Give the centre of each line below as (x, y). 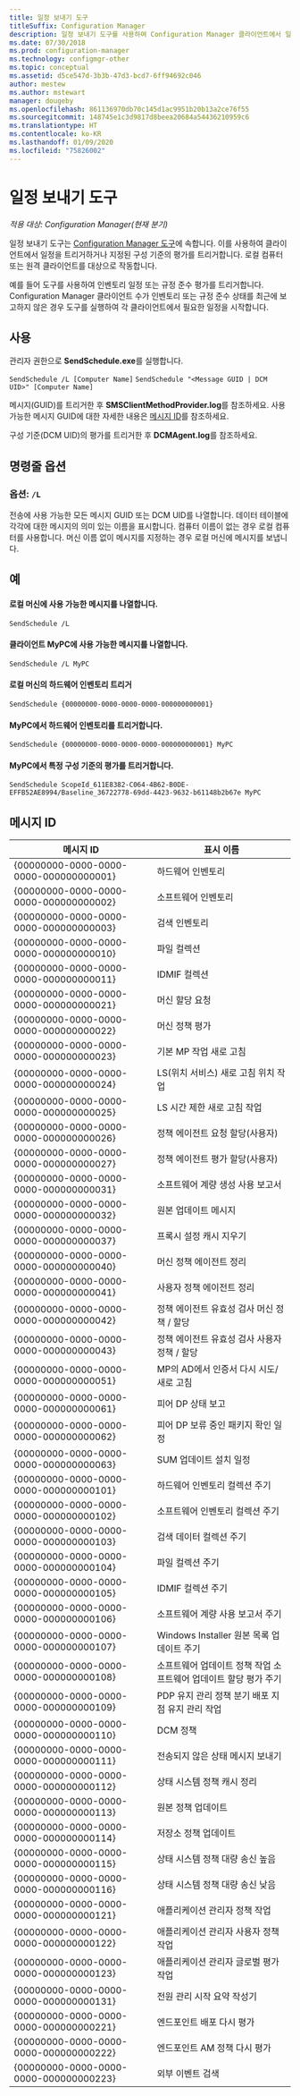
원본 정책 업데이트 (192, 1808)
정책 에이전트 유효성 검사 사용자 (219, 1339)
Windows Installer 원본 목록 (213, 1635)
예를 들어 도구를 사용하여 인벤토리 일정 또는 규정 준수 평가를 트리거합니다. (137, 284)
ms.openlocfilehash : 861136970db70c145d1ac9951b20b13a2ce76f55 (129, 109)
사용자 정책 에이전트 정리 (206, 1287)
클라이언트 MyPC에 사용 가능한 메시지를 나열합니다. (99, 644)
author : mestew (37, 84)
